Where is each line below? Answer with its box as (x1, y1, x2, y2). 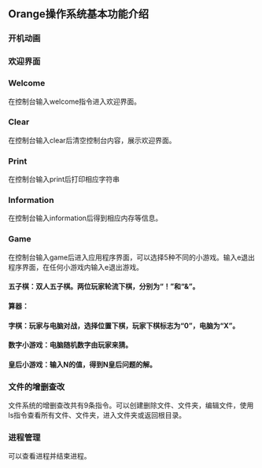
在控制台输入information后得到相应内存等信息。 (8, 213, 163, 223)
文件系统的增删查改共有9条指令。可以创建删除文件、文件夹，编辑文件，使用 (8, 400, 254, 410)
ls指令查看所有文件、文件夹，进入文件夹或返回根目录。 (8, 410, 186, 419)
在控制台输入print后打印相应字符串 (8, 175, 120, 184)
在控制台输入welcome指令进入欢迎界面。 (8, 97, 142, 106)
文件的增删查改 (8, 381, 65, 392)
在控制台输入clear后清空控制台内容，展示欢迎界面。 (8, 135, 176, 145)
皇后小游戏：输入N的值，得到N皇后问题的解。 (8, 359, 157, 369)
